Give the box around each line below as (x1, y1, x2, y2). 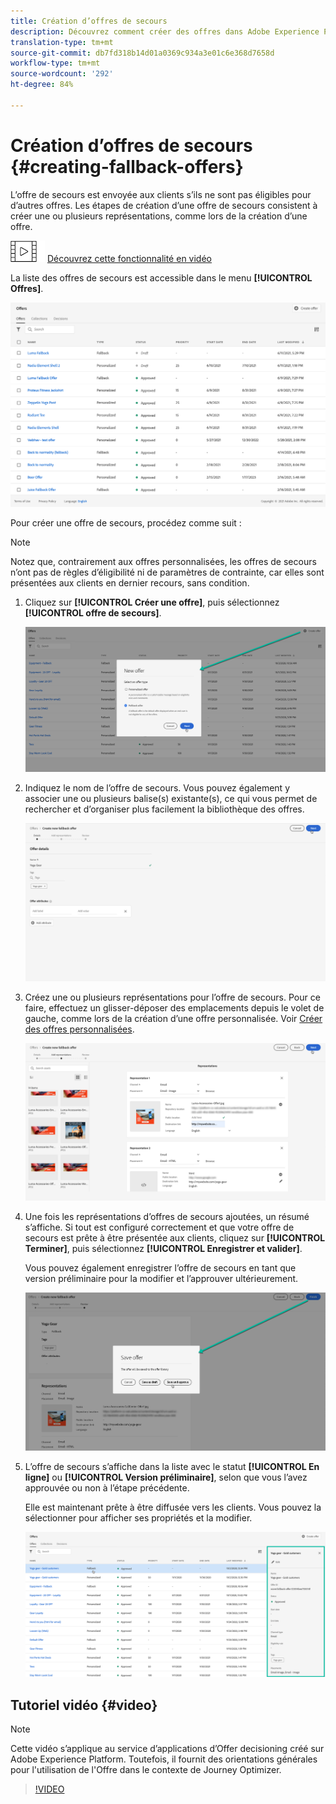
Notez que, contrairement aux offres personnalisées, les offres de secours (10, 555, 317, 567)
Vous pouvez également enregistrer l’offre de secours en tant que (24, 1261, 297, 1274)
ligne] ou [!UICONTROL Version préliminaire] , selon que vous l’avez (24, 1471, 308, 1483)
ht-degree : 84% (10, 80, 74, 90)
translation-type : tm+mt (10, 37, 114, 47)
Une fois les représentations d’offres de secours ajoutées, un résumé (24, 1210, 310, 1222)
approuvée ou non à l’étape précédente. (24, 1481, 190, 1494)
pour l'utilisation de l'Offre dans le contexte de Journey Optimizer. (10, 1764, 282, 1776)
